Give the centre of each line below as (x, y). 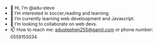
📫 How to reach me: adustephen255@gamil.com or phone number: (82, 30)
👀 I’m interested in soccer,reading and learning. (60, 13)
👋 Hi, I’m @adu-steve (32, 8)
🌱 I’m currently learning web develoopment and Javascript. (72, 18)
